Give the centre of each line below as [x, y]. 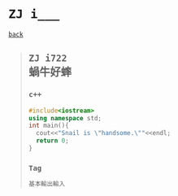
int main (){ [48, 126]
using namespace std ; [65, 118]
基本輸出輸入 [47, 184]
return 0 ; [52, 141]
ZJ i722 [48, 58]
